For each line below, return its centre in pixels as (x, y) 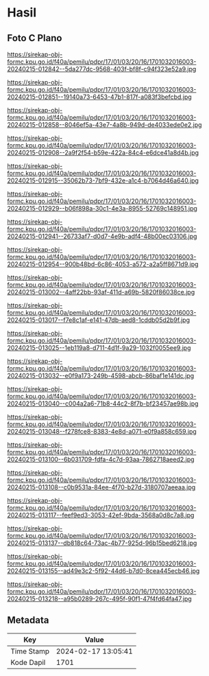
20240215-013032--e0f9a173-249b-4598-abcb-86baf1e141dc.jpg (101, 376)
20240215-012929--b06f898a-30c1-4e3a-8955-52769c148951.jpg (102, 208)
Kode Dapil (28, 662)
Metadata (28, 620)
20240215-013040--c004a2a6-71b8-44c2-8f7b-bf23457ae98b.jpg (103, 404)
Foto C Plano (35, 38)
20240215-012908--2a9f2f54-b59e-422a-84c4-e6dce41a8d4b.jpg (103, 153)
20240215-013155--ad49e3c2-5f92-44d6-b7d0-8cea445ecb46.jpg (103, 571)
